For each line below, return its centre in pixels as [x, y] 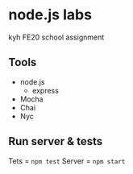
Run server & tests [56, 141]
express [45, 90]
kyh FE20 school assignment [56, 37]
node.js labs [50, 15]
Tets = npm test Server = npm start [67, 161]
